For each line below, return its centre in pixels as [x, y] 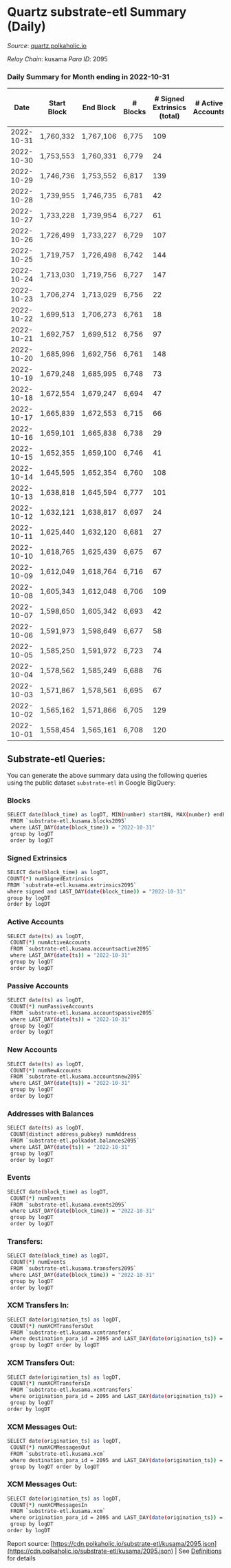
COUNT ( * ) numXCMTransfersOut [52, 1326]
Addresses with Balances [51, 1114]
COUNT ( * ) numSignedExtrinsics [51, 878]
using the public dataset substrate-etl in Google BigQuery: [91, 783]
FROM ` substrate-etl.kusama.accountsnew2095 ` [76, 1077]
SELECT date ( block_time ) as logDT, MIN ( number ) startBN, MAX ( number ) [109, 815]
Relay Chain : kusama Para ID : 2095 [57, 59]
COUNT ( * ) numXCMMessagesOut [50, 1447]
